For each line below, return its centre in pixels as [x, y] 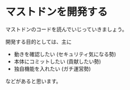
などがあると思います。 [34, 81]
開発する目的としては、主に [39, 41]
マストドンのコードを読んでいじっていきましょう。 [66, 29]
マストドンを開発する [57, 12]
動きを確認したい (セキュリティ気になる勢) [65, 54]
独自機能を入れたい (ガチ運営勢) [52, 68]
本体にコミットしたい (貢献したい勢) [57, 61]
